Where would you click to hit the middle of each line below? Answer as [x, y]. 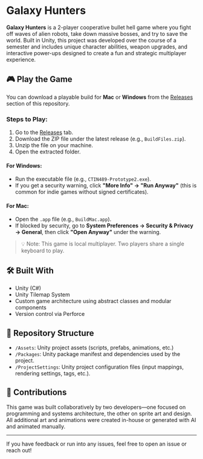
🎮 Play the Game [39, 79]
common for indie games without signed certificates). [82, 192]
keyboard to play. [43, 251]
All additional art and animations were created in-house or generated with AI [101, 420]
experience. [21, 59]
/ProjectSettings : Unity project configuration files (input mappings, [99, 367]
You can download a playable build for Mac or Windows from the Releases [100, 97]
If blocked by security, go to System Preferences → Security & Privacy [104, 226]
